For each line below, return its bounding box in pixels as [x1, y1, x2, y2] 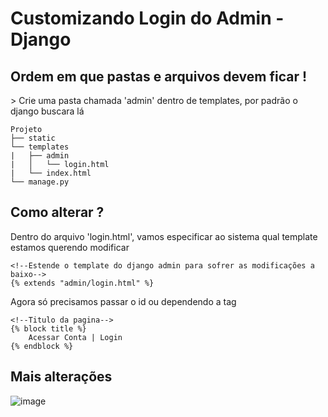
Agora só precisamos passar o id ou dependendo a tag [10, 295, 237, 307]
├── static [10, 133, 56, 143]
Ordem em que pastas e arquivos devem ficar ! [10, 68, 308, 85]
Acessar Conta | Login [28, 332, 123, 342]
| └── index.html [10, 168, 92, 178]
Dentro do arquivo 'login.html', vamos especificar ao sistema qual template [10, 230, 318, 242]
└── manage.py [10, 177, 70, 187]
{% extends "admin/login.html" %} [10, 278, 155, 288]
